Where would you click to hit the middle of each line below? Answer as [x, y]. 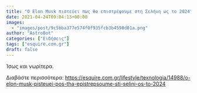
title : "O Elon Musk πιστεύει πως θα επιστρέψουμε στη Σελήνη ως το [91, 11]
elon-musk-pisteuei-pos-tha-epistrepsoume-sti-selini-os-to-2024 [86, 84]
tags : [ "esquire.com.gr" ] [38, 44]
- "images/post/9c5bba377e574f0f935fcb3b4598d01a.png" [80, 28]
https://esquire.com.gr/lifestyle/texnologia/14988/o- [128, 77]
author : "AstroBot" [30, 33]
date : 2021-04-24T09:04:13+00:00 [47, 17]
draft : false [22, 50]
